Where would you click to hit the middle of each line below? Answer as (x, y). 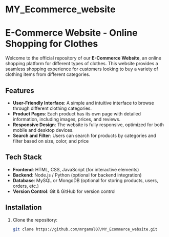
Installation (24, 208)
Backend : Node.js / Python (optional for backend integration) (77, 175)
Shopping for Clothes (52, 44)
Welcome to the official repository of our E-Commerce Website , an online (83, 58)
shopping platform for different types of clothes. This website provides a (82, 64)
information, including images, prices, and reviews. (67, 119)
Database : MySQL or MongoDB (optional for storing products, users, (85, 180)
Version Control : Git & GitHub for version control (64, 191)
